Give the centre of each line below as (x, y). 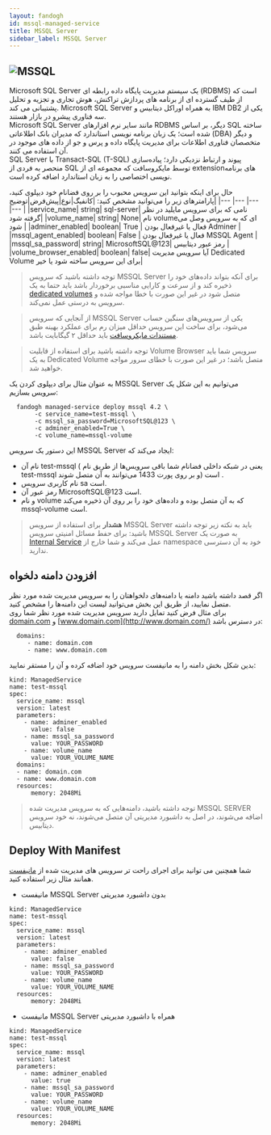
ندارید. (38, 551)
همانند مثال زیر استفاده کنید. (51, 879)
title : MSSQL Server (44, 31)
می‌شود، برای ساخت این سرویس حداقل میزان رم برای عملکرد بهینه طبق (138, 327)
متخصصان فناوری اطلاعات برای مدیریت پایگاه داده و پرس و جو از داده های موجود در (135, 142)
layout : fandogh (36, 16)
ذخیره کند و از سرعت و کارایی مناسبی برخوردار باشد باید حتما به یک (130, 285)
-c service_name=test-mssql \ (85, 414)
